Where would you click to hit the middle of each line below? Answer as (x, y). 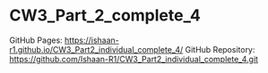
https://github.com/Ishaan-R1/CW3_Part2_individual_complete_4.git (134, 59)
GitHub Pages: (36, 40)
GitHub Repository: (220, 49)
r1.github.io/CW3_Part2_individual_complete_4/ (96, 49)
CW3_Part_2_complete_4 (105, 16)
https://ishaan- (91, 40)
